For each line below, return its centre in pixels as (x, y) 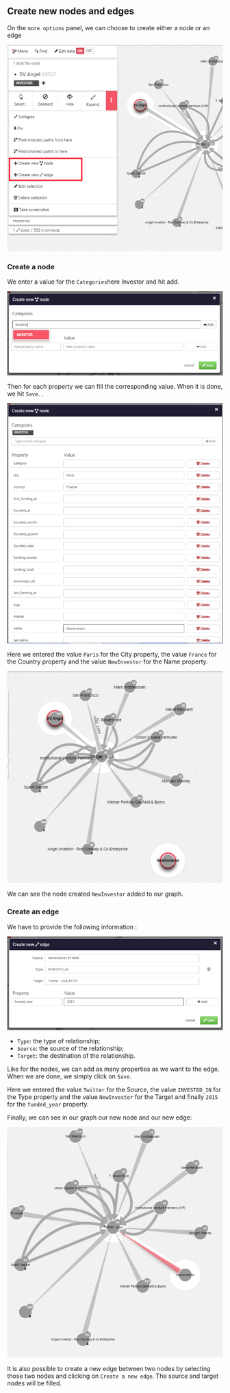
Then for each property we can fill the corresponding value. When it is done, (115, 387)
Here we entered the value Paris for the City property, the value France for (112, 654)
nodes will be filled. (35, 1383)
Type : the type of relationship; (59, 1041)
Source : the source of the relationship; (71, 1049)
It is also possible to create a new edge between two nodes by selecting (109, 1368)
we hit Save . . (25, 394)
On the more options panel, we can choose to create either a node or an (108, 27)
